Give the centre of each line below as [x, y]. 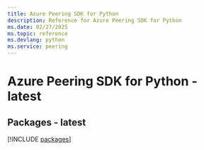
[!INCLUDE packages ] [39, 139]
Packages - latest [47, 122]
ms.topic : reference [38, 33]
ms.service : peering [38, 46]
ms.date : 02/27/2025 [38, 27]
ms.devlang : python [36, 40]
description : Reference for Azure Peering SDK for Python [95, 20]
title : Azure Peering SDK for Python [63, 14]
